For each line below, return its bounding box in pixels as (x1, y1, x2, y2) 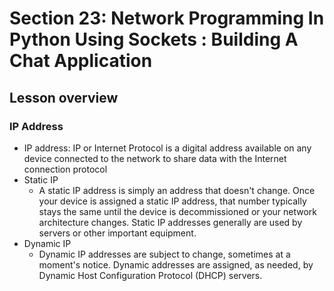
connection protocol (23, 163, 108, 175)
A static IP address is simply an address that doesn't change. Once (38, 184, 316, 196)
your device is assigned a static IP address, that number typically (38, 195, 307, 207)
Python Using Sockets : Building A (9, 28, 299, 51)
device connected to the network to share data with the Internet (23, 152, 287, 164)
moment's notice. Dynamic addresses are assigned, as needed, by (38, 258, 314, 271)
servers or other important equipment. (38, 227, 197, 239)
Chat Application (9, 50, 153, 72)
